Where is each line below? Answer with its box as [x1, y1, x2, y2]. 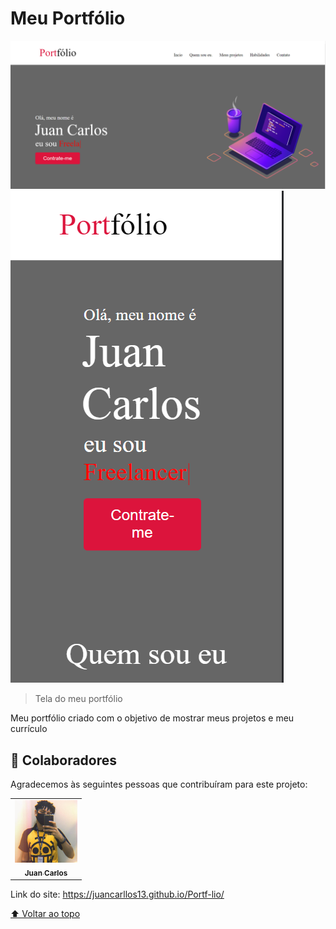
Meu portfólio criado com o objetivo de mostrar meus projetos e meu [10, 712, 295, 724]
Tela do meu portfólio [34, 693, 123, 705]
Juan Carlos [24, 868, 68, 878]
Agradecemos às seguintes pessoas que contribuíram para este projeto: [10, 778, 308, 790]
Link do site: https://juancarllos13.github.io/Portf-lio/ [10, 888, 225, 901]
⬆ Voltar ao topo [10, 908, 81, 920]
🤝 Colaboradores [10, 752, 118, 769]
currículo [10, 723, 48, 735]
